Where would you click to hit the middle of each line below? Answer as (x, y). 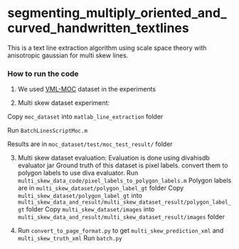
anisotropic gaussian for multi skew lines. (68, 55)
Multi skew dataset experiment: (64, 103)
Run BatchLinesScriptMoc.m (47, 131)
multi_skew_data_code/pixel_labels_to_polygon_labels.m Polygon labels (124, 181)
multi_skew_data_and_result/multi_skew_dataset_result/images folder (121, 217)
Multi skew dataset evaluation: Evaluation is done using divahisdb (113, 158)
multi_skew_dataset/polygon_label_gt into (80, 196)
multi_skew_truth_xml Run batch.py (70, 238)
